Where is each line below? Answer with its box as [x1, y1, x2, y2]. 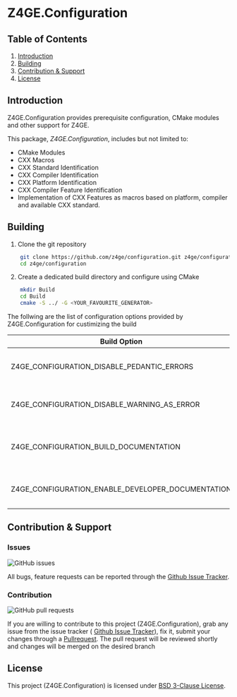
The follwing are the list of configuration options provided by [7, 313, 183, 320]
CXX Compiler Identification [17, 171, 99, 179]
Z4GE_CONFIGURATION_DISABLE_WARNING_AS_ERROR [11, 400, 200, 409]
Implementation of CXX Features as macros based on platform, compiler [17, 193, 228, 202]
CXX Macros [17, 155, 55, 164]
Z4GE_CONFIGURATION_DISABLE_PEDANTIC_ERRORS [11, 362, 194, 371]
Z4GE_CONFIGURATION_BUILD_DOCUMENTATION [11, 442, 181, 451]
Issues [7, 543, 31, 552]
